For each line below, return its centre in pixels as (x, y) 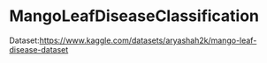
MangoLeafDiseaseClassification (134, 16)
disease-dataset (39, 49)
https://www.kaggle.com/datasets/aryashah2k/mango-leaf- (148, 40)
